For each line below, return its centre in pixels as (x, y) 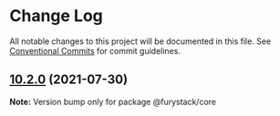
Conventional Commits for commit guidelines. (95, 50)
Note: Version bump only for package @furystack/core (113, 101)
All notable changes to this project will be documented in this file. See (140, 41)
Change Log (56, 16)
